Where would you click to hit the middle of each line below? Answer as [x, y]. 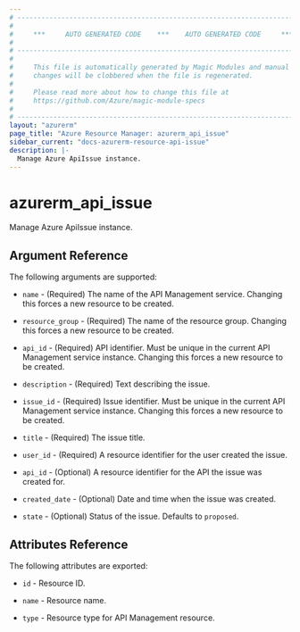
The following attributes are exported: [79, 566]
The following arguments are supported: [83, 277]
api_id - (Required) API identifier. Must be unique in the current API [146, 348]
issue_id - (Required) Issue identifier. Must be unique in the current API [154, 402]
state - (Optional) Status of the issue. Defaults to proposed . [130, 516]
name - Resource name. [64, 601]
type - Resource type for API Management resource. [119, 618]
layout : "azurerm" [43, 126]
